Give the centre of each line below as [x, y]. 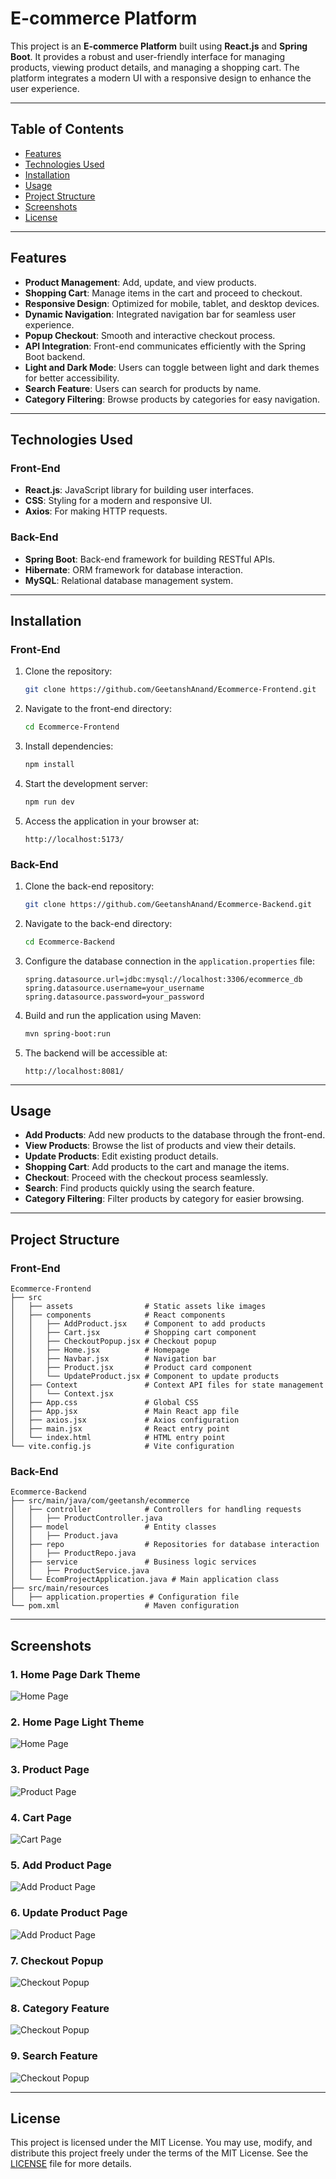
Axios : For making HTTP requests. [96, 511]
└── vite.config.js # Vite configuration [122, 1447]
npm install [49, 764]
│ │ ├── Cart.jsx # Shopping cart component [133, 1333]
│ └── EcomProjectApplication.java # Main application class [145, 1580]
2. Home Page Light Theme [77, 1722]
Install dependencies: [69, 746]
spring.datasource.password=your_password [114, 997]
